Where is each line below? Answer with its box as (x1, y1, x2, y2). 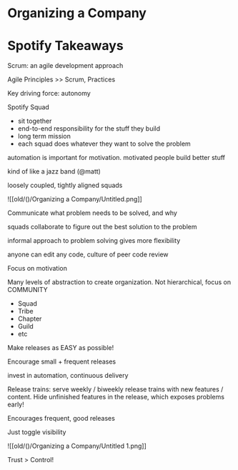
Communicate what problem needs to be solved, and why (7, 209, 177, 217)
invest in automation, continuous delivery (7, 371, 129, 380)
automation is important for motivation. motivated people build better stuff (7, 154, 226, 162)
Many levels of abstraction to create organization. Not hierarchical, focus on (7, 278, 231, 286)
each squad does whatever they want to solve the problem (17, 139, 191, 148)
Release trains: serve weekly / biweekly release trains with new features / (7, 385, 224, 394)
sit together (17, 116, 52, 126)
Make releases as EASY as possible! (7, 344, 114, 352)
